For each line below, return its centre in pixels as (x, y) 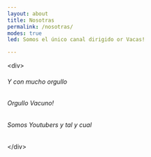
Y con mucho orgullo (37, 82)
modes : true (24, 33)
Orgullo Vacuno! (31, 103)
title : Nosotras (31, 20)
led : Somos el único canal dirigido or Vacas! (76, 40)
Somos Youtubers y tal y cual (50, 125)
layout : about (28, 14)
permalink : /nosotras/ (40, 27)
